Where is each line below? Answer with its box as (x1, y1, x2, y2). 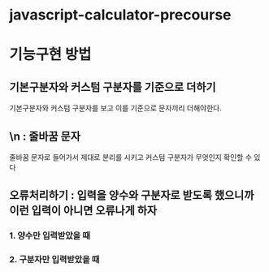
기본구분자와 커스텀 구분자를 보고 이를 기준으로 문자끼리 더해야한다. (9, 103, 222, 113)
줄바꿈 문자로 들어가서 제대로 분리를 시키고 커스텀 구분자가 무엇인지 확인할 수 (9, 153, 253, 162)
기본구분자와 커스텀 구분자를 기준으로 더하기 (9, 80, 216, 94)
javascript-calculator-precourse (9, 6, 232, 24)
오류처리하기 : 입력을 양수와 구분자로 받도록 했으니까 (9, 188, 254, 202)
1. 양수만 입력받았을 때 (9, 230, 91, 241)
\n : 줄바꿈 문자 (9, 129, 80, 143)
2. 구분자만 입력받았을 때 (9, 254, 100, 266)
